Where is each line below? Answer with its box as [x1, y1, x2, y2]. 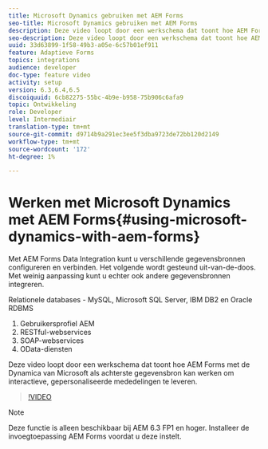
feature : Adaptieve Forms [8, 49, 94, 57]
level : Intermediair [8, 116, 77, 124]
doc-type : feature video [8, 71, 91, 79]
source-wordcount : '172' [8, 145, 91, 153]
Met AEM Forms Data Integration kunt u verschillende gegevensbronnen [8, 254, 246, 264]
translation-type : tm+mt [8, 123, 91, 131]
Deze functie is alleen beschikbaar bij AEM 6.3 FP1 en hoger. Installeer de [8, 423, 250, 433]
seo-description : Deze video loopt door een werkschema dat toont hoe [8, 33, 248, 42]
